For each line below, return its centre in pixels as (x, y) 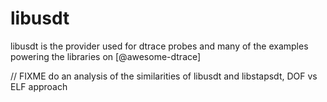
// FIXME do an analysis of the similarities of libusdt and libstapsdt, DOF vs (164, 76)
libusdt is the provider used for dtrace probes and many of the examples (159, 46)
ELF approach (39, 86)
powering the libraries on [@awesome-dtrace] (106, 56)
